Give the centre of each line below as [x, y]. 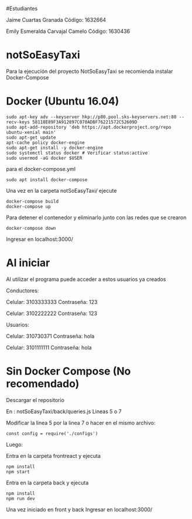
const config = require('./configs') [52, 433]
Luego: [15, 444]
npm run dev [20, 498]
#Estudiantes [22, 9]
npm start [18, 472]
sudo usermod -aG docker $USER [44, 158]
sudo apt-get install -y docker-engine [55, 148]
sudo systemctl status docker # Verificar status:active [77, 153]
